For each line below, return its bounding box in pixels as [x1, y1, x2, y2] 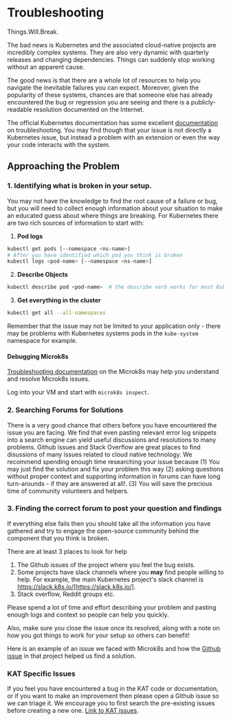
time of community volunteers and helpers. [7, 487, 129, 495]
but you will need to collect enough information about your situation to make [7, 204, 223, 212]
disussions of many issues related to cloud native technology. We [7, 450, 192, 458]
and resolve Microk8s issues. [7, 375, 90, 383]
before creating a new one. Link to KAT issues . [7, 707, 140, 715]
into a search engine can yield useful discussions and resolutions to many [7, 435, 217, 444]
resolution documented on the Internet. [33, 105, 144, 113]
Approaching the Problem [7, 160, 120, 173]
